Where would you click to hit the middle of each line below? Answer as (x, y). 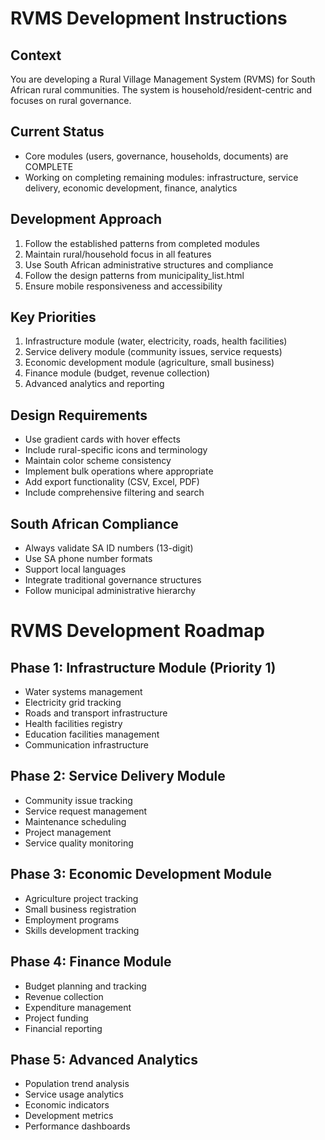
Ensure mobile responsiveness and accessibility (123, 286)
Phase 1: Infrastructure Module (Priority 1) (143, 667)
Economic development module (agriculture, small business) (149, 363)
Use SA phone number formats (88, 559)
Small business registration (80, 909)
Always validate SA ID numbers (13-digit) (109, 548)
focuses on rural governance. (71, 100)
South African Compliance (94, 523)
